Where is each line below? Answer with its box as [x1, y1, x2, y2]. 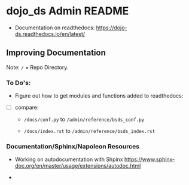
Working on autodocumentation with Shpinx [14, 156, 124, 163]
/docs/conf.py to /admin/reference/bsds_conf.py [23, 116, 145, 123]
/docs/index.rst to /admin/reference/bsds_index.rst [23, 128, 156, 135]
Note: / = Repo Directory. [6, 63, 69, 71]
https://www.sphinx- [124, 156, 175, 163]
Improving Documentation [6, 48, 106, 58]
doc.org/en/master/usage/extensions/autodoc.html [14, 162, 141, 169]
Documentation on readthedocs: [14, 24, 95, 31]
